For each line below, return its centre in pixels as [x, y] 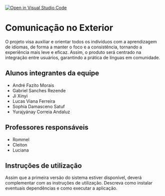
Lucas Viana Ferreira [34, 101]
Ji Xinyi [20, 96]
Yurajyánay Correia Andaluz [41, 112]
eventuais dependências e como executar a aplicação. [61, 188]
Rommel [21, 139]
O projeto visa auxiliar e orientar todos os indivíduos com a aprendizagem [81, 41]
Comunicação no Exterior [59, 28]
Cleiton [20, 145]
